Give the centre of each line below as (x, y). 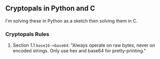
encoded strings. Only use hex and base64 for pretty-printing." (79, 51)
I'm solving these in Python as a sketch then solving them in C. (72, 21)
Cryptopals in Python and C (50, 8)
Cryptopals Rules (27, 34)
